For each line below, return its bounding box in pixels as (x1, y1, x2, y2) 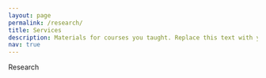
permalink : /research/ (8, 19, 83, 27)
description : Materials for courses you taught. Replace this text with (8, 33, 253, 42)
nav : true (8, 41, 41, 49)
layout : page (8, 11, 51, 20)
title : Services (8, 26, 62, 34)
